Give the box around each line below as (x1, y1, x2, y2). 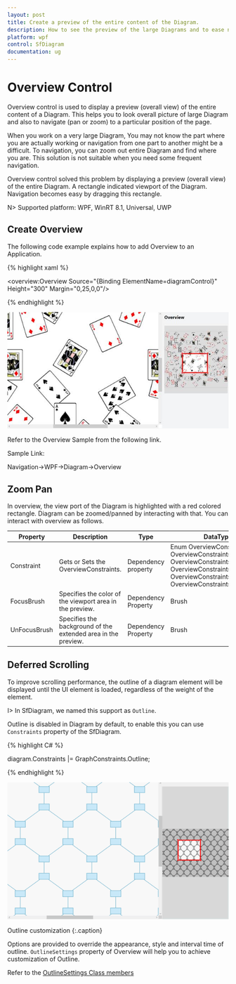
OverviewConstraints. (58, 565, 122, 574)
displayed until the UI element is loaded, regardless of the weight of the (7, 685, 214, 693)
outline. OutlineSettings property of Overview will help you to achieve (7, 947, 211, 956)
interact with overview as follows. (7, 517, 104, 525)
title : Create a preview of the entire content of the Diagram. (7, 18, 199, 26)
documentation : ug (7, 48, 61, 55)
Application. (7, 249, 42, 258)
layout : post (7, 11, 46, 18)
